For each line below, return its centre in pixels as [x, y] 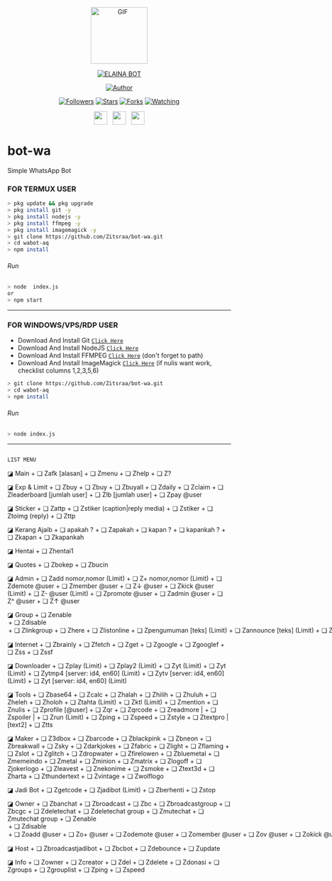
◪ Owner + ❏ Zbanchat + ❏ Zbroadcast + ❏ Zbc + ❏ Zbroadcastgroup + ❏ [119, 803]
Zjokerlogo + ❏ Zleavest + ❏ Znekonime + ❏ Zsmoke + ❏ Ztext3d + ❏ [111, 768]
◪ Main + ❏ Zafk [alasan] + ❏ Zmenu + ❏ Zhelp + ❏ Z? [89, 473]
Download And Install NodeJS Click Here [78, 348]
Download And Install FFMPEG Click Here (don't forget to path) [110, 355]
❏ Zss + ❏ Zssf [30, 652]
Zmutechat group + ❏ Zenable [52, 819]
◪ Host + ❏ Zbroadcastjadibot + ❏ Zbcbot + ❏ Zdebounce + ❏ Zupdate [114, 848]
